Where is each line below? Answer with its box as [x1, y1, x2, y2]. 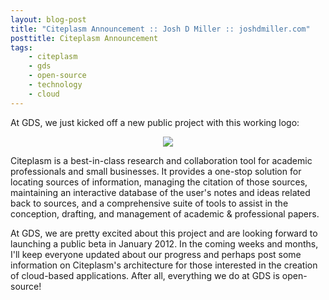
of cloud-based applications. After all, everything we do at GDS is [10, 269, 280, 281]
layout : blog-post [10, 14, 87, 25]
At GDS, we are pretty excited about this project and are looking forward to [10, 227, 318, 239]
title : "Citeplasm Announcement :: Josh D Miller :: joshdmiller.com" [10, 24, 311, 34]
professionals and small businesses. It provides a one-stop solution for [10, 165, 302, 177]
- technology [28, 80, 83, 90]
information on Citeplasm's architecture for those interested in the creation [10, 259, 318, 271]
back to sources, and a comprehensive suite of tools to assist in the [10, 197, 289, 209]
